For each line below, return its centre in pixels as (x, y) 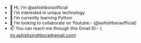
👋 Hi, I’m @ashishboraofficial (39, 7)
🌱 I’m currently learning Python (41, 18)
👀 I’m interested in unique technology (47, 13)
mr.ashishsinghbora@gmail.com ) (43, 35)
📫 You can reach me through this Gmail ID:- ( (56, 28)
